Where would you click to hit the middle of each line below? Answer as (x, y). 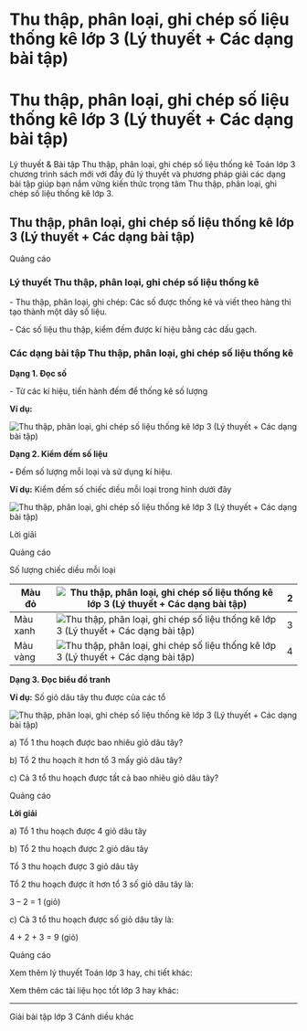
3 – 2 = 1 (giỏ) (35, 901)
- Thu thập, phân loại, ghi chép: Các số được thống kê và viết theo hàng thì (150, 303)
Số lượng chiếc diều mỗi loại (63, 569)
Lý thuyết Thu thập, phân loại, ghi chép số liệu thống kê (134, 282)
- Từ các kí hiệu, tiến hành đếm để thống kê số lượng (109, 391)
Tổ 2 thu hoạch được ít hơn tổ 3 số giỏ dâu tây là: (101, 884)
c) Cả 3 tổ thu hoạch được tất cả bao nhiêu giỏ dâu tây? (114, 778)
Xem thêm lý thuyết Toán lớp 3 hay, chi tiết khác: (101, 973)
